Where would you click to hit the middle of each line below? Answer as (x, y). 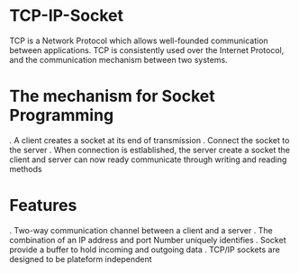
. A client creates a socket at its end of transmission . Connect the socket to (149, 140)
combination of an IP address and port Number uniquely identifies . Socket (148, 240)
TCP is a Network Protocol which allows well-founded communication (139, 41)
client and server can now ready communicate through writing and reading (148, 159)
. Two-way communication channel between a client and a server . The (141, 230)
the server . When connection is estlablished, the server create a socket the (150, 150)
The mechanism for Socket (112, 96)
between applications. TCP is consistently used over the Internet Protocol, (147, 50)
